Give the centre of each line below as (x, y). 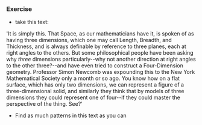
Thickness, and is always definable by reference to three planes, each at (96, 46)
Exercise (19, 9)
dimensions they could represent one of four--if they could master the (93, 97)
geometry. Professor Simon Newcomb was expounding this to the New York (101, 72)
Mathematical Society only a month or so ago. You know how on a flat (93, 78)
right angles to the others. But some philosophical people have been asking (100, 53)
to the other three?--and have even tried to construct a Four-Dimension (95, 66)
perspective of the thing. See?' (45, 104)
